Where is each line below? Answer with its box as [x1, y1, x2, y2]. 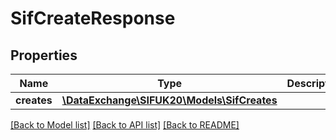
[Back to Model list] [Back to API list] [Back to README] [10, 119, 240, 131]
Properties [10, 47, 78, 64]
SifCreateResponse [10, 7, 176, 30]
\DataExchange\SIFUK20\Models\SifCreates [61, 93, 278, 107]
